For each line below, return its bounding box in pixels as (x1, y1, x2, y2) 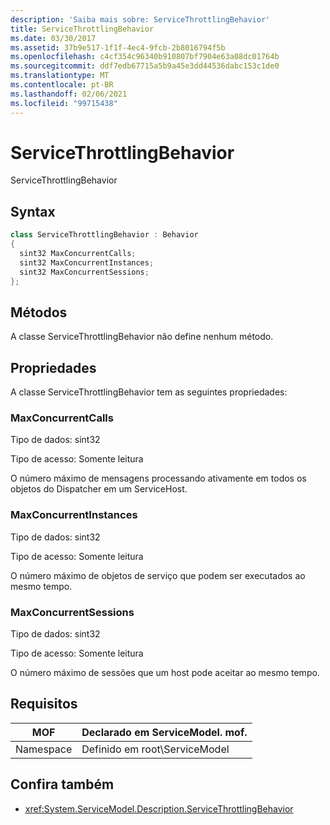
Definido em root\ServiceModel (81, 742, 230, 756)
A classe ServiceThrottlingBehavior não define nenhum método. (10, 331, 274, 343)
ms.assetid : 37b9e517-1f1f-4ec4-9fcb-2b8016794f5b (10, 42, 226, 53)
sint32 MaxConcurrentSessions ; (19, 267, 150, 277)
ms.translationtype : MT (10, 71, 110, 81)
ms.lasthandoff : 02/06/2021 (10, 89, 128, 99)
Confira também (10, 776, 115, 793)
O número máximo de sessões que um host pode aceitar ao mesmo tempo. (10, 667, 320, 679)
